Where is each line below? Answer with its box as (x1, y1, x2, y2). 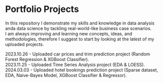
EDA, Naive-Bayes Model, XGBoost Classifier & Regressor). (5, 72, 127, 78)
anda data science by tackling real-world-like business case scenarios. (5, 25, 151, 31)
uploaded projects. (5, 41, 44, 47)
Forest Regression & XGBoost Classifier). (5, 56, 89, 62)
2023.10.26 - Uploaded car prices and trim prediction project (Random (5, 51, 150, 57)
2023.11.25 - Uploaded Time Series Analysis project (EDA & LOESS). (5, 61, 145, 67)
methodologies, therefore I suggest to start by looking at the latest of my (5, 36, 154, 42)
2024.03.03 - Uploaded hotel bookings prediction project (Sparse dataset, (5, 66, 158, 73)
